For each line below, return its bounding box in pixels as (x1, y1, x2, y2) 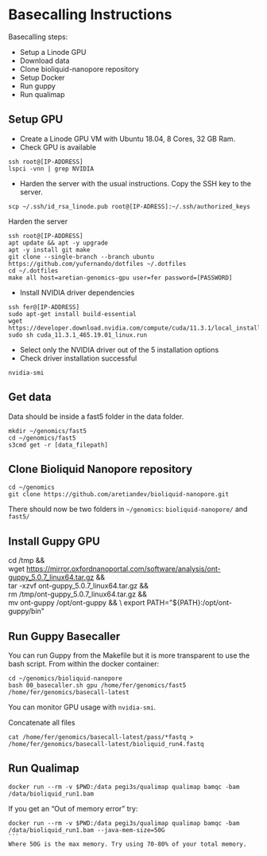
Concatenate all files (8, 718, 75, 727)
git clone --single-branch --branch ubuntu (8, 252, 155, 260)
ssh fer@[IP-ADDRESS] (8, 303, 80, 311)
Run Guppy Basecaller (8, 629, 121, 643)
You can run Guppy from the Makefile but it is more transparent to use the (8, 651, 250, 660)
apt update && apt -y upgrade (8, 239, 109, 247)
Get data (8, 390, 52, 404)
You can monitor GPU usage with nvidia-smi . (8, 702, 157, 712)
